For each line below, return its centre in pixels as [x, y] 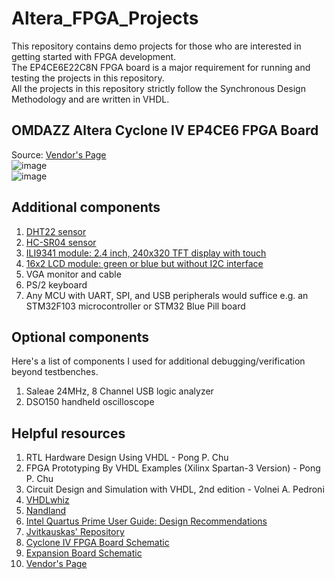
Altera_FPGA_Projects [105, 18]
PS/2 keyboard [56, 284]
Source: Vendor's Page [59, 154]
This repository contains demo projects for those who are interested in [156, 46]
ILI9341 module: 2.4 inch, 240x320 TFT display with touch [146, 253]
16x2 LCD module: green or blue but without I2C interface [144, 263]
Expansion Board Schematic [84, 553]
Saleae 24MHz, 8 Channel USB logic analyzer [119, 391]
